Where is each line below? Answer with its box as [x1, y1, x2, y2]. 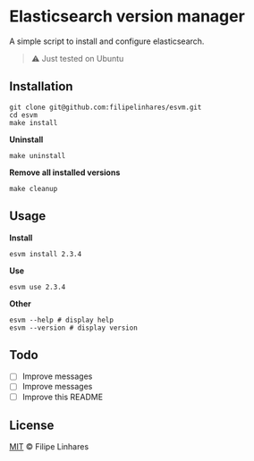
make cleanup [9, 184, 58, 193]
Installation [9, 79, 73, 95]
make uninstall [9, 151, 66, 160]
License [9, 417, 55, 432]
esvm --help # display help [9, 315, 114, 324]
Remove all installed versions [9, 167, 121, 178]
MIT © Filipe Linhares [9, 441, 89, 452]
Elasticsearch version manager [9, 6, 246, 27]
